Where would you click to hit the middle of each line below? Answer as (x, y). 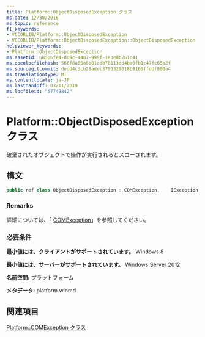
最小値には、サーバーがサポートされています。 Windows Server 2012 (93, 265)
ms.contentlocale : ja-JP (38, 80)
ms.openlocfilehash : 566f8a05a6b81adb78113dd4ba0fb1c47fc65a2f (89, 63)
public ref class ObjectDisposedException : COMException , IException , (104, 190)
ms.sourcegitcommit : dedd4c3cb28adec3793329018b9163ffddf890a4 (89, 69)
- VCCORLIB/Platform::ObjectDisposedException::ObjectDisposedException (101, 40)
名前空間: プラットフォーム (40, 278)
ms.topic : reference (33, 23)
